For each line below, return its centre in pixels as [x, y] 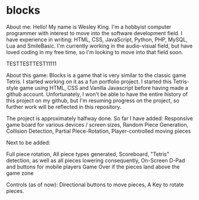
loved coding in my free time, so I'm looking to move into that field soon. [95, 52]
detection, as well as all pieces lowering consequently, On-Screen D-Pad [96, 160]
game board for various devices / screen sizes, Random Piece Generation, [97, 124]
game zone [20, 173]
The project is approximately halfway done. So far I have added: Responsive [100, 118]
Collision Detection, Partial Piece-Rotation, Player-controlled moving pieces [99, 131]
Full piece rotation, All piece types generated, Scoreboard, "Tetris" [88, 154]
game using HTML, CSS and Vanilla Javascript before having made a [104, 87]
